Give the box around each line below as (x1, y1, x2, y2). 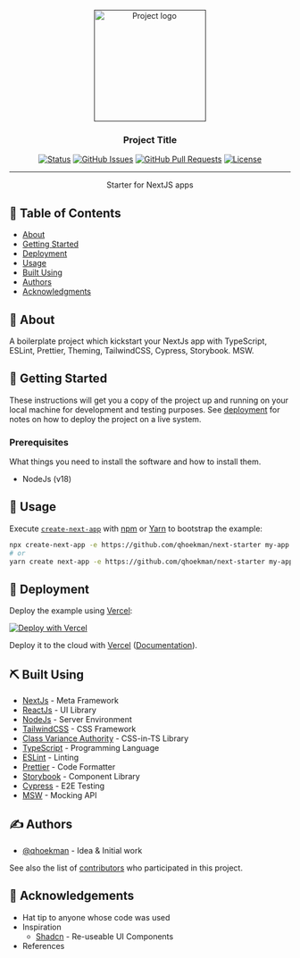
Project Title (122, 133, 178, 146)
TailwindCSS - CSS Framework (21, 724, 137, 735)
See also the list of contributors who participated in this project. (9, 862, 244, 873)
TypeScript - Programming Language (21, 743, 160, 754)
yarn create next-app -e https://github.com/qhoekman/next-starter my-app (9, 557, 294, 566)
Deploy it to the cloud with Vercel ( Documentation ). (9, 640, 198, 651)
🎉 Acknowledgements (9, 888, 135, 904)
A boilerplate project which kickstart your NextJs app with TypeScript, (9, 336, 268, 346)
